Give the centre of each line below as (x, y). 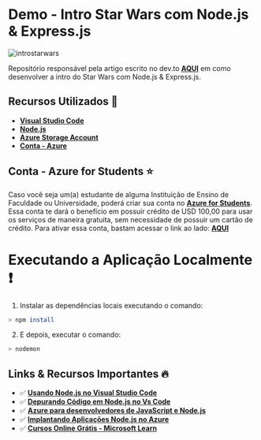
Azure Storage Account (59, 137)
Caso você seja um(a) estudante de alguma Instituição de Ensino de (119, 194)
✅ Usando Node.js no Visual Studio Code (88, 393)
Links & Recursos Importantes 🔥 (89, 373)
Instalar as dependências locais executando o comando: (111, 305)
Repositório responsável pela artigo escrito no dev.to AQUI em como (119, 68)
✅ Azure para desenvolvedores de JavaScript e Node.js (113, 411)
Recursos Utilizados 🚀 (63, 101)
